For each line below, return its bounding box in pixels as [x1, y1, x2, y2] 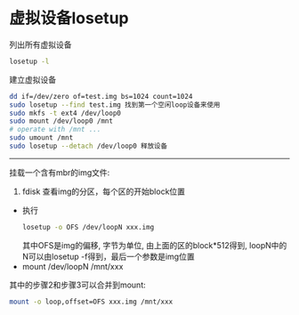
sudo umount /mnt [9, 133, 74, 142]
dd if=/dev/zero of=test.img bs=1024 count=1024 [9, 92, 193, 101]
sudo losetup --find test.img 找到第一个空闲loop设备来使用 [9, 100, 221, 109]
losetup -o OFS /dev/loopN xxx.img [21, 222, 155, 231]
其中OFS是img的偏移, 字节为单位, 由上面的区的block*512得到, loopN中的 [21, 239, 287, 250]
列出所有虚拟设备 [9, 39, 72, 50]
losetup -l [9, 57, 50, 66]
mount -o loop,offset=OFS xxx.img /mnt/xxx [9, 297, 174, 306]
